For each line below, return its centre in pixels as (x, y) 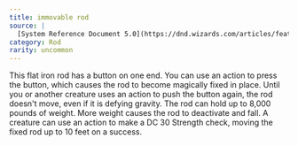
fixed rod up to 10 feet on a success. (76, 132)
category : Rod (35, 42)
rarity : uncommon (41, 50)
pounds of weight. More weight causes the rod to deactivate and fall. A (139, 113)
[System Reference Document (69, 34)
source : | (27, 26)
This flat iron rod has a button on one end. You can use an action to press (143, 75)
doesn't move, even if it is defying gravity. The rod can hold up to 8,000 (140, 104)
